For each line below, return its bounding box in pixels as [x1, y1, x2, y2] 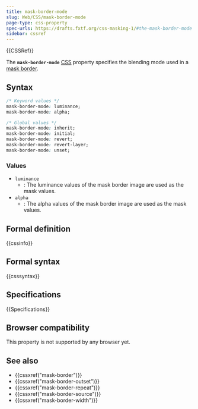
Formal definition [6, 224, 71, 234]
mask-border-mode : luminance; [6, 103, 81, 109]
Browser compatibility [6, 322, 90, 333]
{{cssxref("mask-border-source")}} [14, 391, 101, 398]
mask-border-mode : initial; [6, 131, 76, 137]
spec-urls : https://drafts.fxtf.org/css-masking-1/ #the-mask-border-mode [6, 25, 193, 32]
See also [6, 355, 39, 366]
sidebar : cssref [6, 31, 46, 37]
